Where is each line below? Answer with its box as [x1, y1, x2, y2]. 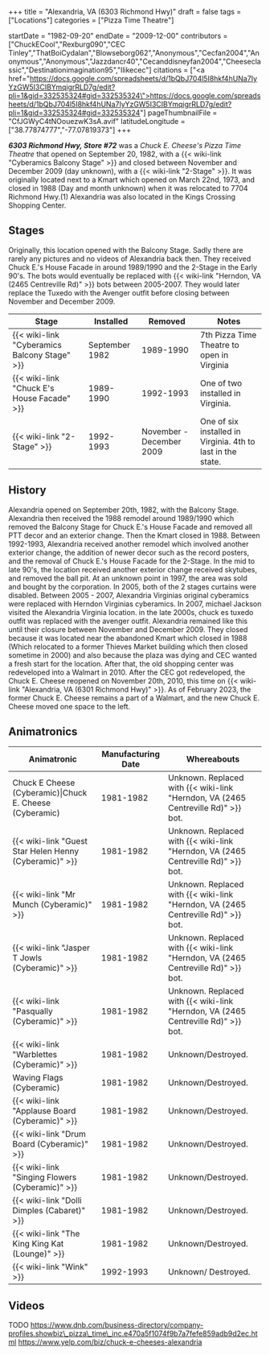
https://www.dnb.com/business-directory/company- [31, 1320, 204, 1330]
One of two [199, 378, 243, 389]
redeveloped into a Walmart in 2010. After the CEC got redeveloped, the [8, 667, 246, 677]
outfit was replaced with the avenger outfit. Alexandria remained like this [8, 616, 248, 626]
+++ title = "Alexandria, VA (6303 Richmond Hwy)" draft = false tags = [8, 7, 242, 16]
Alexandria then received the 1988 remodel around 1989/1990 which [8, 513, 235, 523]
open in [199, 349, 229, 361]
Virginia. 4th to [199, 436, 256, 447]
